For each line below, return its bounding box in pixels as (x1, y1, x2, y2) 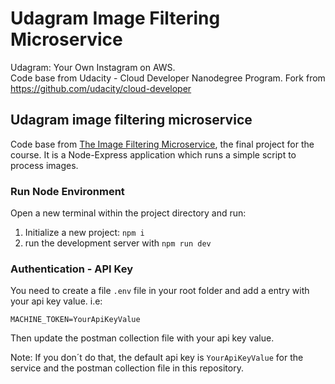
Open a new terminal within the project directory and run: (10, 207, 247, 219)
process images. (10, 159, 79, 171)
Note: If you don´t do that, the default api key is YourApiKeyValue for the (10, 352, 304, 364)
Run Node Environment (10, 184, 125, 198)
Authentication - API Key (10, 262, 133, 276)
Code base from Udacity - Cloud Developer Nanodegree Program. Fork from (10, 72, 326, 84)
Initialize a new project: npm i (24, 227, 145, 239)
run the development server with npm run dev (24, 237, 212, 249)
